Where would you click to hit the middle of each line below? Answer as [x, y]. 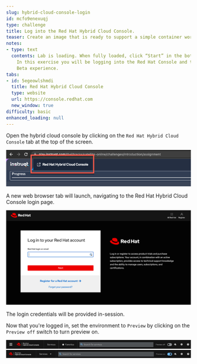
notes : [14, 44]
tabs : [13, 74]
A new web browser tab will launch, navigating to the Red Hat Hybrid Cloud [97, 196]
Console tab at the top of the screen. [50, 142]
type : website [28, 93]
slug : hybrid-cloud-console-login [48, 12]
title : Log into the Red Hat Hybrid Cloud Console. [70, 31]
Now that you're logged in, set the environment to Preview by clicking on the [98, 325]
